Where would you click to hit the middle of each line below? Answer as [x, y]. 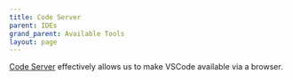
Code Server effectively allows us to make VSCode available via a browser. [146, 67]
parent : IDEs [33, 25]
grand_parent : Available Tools [67, 33]
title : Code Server [45, 17]
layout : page [33, 42]
